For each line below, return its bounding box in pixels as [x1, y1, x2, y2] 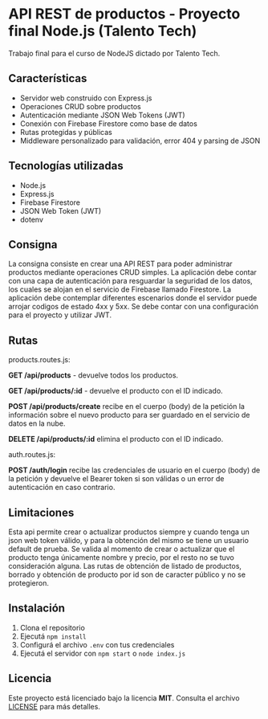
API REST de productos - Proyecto [8, 5, 241, 23]
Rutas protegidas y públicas [19, 127, 112, 137]
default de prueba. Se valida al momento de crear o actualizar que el [8, 544, 235, 554]
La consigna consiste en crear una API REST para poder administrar [8, 259, 233, 269]
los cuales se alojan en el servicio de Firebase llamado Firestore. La [8, 284, 231, 294]
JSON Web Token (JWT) [19, 206, 102, 215]
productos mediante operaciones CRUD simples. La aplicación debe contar [8, 268, 257, 277]
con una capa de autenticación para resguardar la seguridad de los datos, [8, 276, 253, 286]
